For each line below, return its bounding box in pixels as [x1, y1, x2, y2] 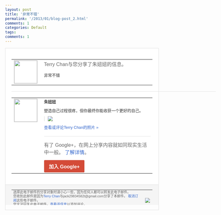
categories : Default [5, 25, 47, 30]
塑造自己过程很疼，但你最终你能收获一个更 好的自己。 [43, 108, 143, 113]
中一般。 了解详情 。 [43, 149, 89, 155]
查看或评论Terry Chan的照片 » [43, 125, 99, 130]
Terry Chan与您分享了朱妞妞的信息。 [43, 61, 127, 67]
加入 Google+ [48, 164, 80, 170]
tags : [5, 30, 16, 35]
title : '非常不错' [5, 12, 40, 17]
